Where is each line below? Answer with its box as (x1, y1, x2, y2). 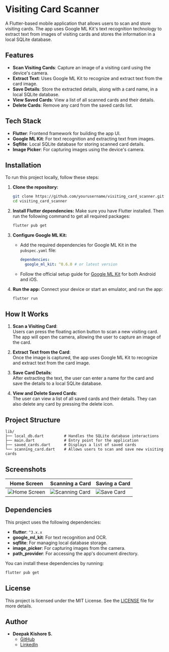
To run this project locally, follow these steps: (5, 175, 99, 181)
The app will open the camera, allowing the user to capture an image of (12, 334, 161, 340)
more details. (5, 603, 33, 609)
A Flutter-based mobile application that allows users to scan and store (5, 20, 151, 26)
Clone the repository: (12, 184, 59, 190)
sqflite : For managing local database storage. (12, 540, 107, 546)
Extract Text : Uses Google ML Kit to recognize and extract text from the (12, 75, 162, 81)
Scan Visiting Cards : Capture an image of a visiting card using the (12, 64, 151, 70)
